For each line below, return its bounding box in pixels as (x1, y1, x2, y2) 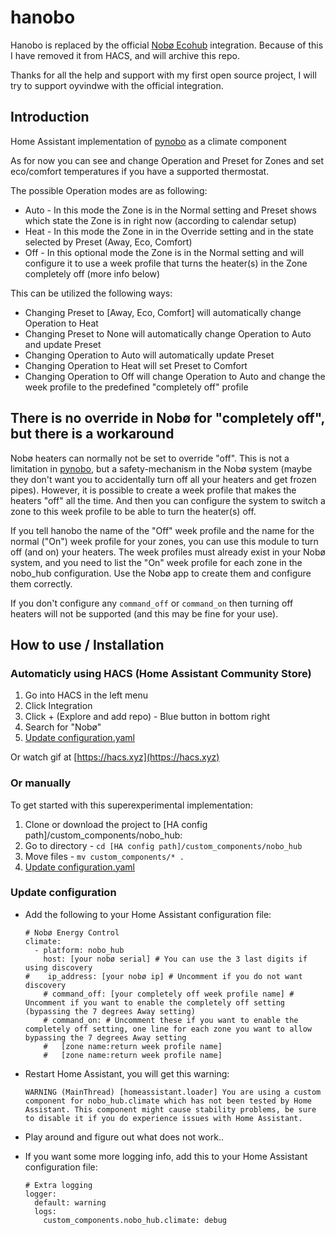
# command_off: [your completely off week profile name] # (43, 989, 295, 999)
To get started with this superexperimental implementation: (10, 799, 253, 811)
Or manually (10, 776, 72, 790)
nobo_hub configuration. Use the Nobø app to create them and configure (10, 567, 312, 579)
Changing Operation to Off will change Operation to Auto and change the (24, 370, 326, 382)
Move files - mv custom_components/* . (24, 850, 185, 862)
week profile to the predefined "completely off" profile (24, 381, 249, 393)
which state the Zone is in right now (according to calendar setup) (24, 214, 297, 226)
